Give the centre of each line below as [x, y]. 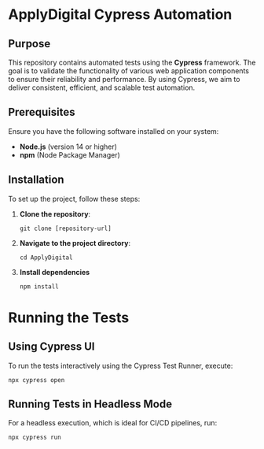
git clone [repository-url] [65, 228]
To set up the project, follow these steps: [74, 199]
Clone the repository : [55, 213]
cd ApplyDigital [46, 258]
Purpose [29, 44]
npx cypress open [37, 380]
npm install [39, 286]
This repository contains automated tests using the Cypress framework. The [132, 62]
